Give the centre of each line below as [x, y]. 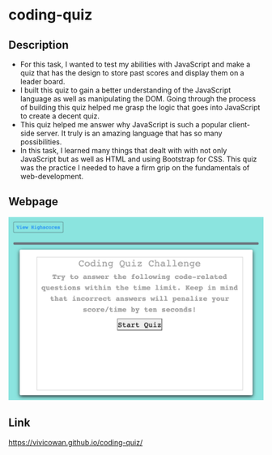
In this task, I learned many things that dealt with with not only [123, 150]
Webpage [33, 202]
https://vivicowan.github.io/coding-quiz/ [76, 442]
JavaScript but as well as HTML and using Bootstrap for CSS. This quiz [138, 159]
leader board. [42, 82]
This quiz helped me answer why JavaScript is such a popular [123, 124]
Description [38, 45]
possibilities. [41, 142]
